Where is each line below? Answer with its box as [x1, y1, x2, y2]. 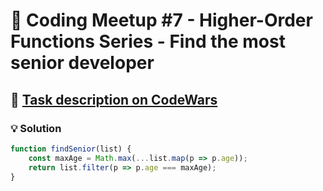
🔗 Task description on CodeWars [10, 91, 218, 108]
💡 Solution [10, 121, 62, 135]
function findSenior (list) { [10, 144, 132, 154]
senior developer [10, 52, 155, 74]
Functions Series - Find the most [10, 30, 286, 53]
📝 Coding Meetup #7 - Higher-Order [10, 9, 313, 32]
